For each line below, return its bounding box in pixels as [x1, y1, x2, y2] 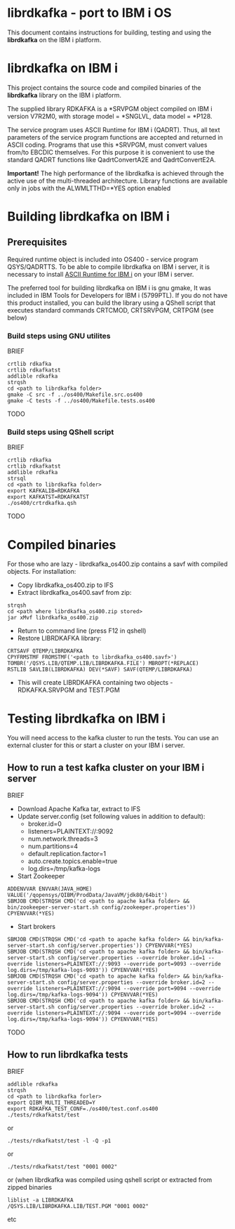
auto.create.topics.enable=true [27, 857, 118, 865]
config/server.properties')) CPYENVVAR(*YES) [57, 942, 193, 949]
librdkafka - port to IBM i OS [7, 5, 172, 21]
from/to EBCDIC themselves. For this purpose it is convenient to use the [7, 147, 215, 156]
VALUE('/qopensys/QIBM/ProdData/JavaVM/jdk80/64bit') [7, 892, 168, 899]
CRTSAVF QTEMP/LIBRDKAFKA [7, 648, 83, 655]
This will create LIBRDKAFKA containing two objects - [17, 678, 173, 687]
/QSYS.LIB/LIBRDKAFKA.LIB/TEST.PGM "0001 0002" [7, 1202, 149, 1209]
